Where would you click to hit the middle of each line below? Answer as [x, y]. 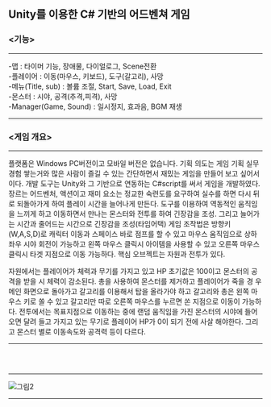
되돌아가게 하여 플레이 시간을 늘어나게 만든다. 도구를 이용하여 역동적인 [126, 203]
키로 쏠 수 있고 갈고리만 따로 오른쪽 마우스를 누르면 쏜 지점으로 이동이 [131, 301]
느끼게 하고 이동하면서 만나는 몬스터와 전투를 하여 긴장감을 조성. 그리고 [127, 214]
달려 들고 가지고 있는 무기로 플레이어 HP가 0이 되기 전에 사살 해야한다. [133, 322]
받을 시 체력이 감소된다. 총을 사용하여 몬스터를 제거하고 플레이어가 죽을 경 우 [142, 281]
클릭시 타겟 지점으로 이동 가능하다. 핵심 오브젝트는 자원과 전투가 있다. [117, 254]
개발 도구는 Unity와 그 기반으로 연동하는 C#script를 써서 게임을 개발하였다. [143, 183]
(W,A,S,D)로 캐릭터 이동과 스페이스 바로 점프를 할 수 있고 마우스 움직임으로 [125, 234]
